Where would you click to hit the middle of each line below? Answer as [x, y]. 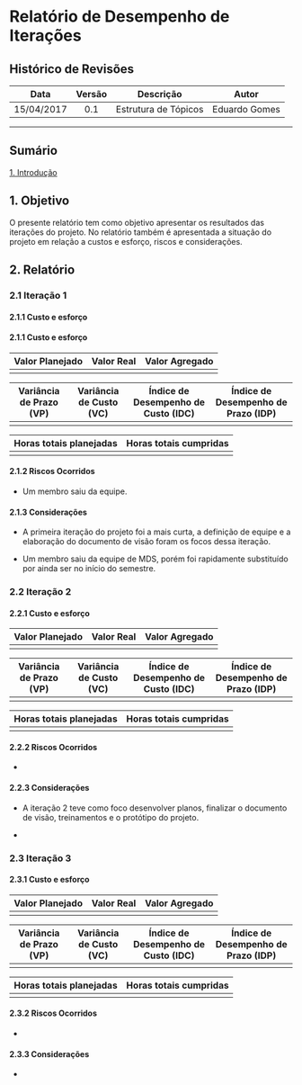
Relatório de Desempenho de [120, 17]
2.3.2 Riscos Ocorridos [53, 1013]
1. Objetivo [40, 201]
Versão [92, 94]
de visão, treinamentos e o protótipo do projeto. [111, 817]
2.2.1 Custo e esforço [49, 613]
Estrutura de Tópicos [160, 109]
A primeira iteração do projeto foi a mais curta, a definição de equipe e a [156, 532]
